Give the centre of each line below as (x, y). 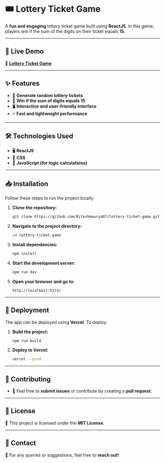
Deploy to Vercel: (30, 350)
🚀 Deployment (27, 310)
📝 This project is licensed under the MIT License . (55, 423)
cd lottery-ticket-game (37, 235)
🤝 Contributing (28, 379)
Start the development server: (44, 263)
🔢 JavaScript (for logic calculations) (50, 163)
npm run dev (24, 272)
